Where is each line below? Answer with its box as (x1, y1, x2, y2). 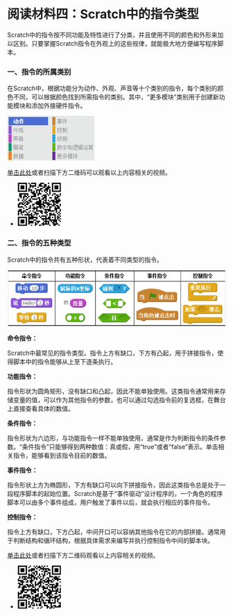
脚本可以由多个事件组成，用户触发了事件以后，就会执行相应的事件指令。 (7, 498, 214, 507)
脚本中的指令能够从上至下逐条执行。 (12, 358, 116, 366)
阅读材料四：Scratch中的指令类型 (7, 6, 199, 22)
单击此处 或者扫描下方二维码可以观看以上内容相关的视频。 (7, 168, 171, 177)
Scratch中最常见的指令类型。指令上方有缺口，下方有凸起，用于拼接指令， (7, 349, 218, 358)
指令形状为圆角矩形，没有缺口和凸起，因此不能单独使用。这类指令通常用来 (7, 387, 220, 396)
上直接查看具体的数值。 (7, 404, 74, 413)
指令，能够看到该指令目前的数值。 (12, 451, 111, 460)
